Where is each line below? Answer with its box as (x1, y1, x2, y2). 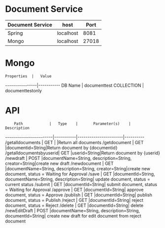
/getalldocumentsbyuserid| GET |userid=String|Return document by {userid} (5, 150, 160, 156)
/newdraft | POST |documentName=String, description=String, (5, 155, 132, 161)
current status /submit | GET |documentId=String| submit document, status (5, 181, 158, 187)
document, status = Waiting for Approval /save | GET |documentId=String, (5, 171, 155, 177)
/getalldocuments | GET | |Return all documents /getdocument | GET (5, 139, 144, 145)
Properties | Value (5, 74, 52, 78)
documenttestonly (5, 87, 42, 93)
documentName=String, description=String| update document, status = (5, 176, 150, 182)
